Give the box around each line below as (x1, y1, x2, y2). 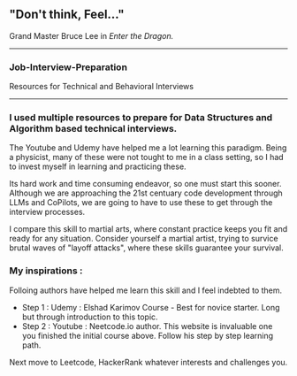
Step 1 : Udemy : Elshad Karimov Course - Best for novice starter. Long (21, 302, 280, 312)
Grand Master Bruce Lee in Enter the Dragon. (9, 30, 174, 41)
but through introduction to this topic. (21, 311, 158, 322)
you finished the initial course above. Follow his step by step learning (21, 330, 274, 341)
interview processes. (9, 207, 86, 218)
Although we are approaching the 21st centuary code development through (9, 188, 283, 198)
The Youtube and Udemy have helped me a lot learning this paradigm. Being (9, 142, 287, 153)
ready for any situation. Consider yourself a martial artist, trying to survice (9, 234, 278, 244)
